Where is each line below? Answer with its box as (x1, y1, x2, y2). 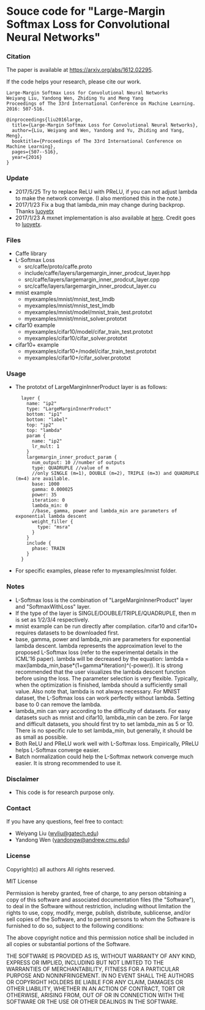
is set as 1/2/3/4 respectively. (15, 615, 90, 623)
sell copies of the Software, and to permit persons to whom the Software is (6, 916, 196, 923)
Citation (6, 52, 31, 61)
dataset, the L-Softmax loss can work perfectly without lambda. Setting (15, 694, 195, 701)
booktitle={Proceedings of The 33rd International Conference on (12, 138, 182, 145)
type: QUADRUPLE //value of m (31, 465, 109, 471)
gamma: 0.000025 (31, 487, 73, 493)
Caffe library (15, 250, 47, 257)
